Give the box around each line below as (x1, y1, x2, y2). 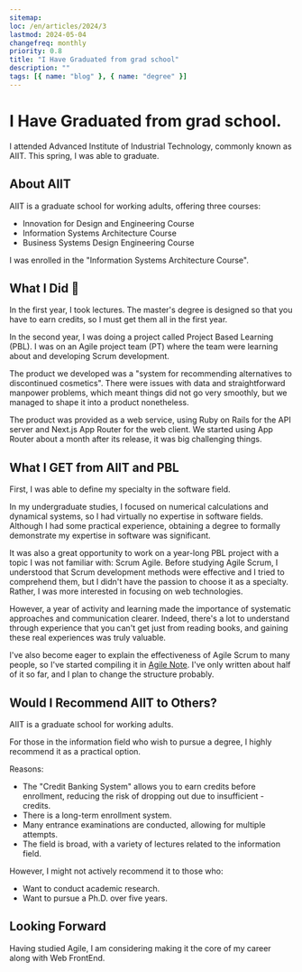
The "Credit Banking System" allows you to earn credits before (22, 781, 256, 791)
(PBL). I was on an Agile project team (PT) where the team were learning (9, 341, 279, 352)
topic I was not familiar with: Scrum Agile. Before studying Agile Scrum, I (9, 557, 279, 569)
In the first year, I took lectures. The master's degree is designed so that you (9, 304, 293, 316)
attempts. (22, 829, 59, 839)
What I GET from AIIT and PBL (9, 459, 179, 475)
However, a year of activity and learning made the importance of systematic (9, 604, 291, 615)
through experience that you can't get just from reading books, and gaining (9, 623, 288, 634)
